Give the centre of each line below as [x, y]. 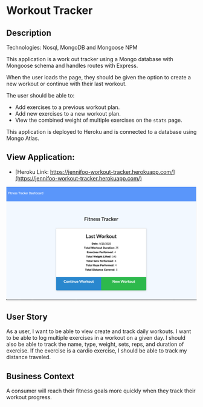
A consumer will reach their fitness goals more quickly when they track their [101, 391]
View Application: [41, 157]
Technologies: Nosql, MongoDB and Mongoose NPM [72, 47]
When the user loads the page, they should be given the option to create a [99, 77]
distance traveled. [29, 357]
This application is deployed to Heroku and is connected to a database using [101, 132]
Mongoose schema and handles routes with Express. [72, 65]
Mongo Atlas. [23, 138]
